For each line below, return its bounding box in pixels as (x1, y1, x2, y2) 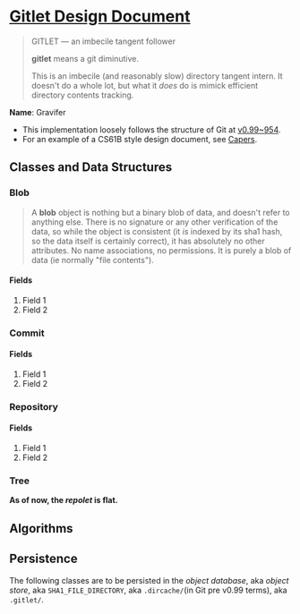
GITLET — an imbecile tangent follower (30, 36, 176, 47)
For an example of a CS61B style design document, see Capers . (21, 133, 258, 144)
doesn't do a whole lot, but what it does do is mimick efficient (30, 80, 259, 90)
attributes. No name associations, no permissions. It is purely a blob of (30, 244, 292, 256)
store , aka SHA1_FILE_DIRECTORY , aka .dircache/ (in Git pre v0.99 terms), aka (9, 584, 288, 595)
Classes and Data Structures (9, 159, 173, 175)
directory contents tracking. (30, 90, 134, 100)
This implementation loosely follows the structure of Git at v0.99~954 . (21, 124, 281, 135)
